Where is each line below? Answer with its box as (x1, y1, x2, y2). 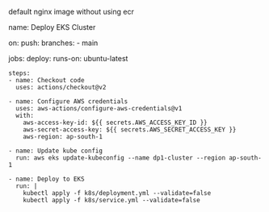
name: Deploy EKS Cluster (8, 23, 96, 31)
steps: (8, 69, 31, 77)
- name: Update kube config (8, 147, 103, 155)
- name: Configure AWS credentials (8, 98, 128, 106)
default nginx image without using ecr (8, 7, 135, 16)
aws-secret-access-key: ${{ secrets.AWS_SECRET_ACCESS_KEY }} (23, 126, 237, 134)
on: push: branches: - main (8, 38, 99, 48)
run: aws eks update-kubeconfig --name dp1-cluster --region (15, 154, 226, 162)
